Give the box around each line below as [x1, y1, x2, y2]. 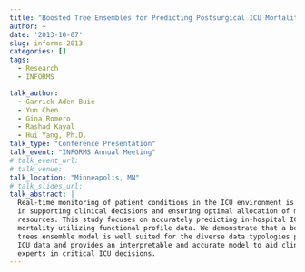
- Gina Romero [17, 114, 71, 123]
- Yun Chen [17, 105, 59, 114]
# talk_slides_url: [9, 181, 84, 190]
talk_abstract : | [9, 189, 75, 199]
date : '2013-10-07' [9, 30, 84, 39]
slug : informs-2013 [9, 38, 84, 48]
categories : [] [9, 47, 67, 56]
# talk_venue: [9, 164, 64, 173]
